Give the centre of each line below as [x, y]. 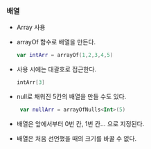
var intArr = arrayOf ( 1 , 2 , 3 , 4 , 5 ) [65, 55]
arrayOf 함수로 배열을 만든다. [56, 42]
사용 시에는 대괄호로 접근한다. [56, 69]
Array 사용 [31, 27]
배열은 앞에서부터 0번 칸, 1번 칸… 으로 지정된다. [80, 123]
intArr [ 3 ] [31, 82]
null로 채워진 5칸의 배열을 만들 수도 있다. [71, 97]
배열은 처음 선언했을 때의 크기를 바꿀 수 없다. [77, 138]
